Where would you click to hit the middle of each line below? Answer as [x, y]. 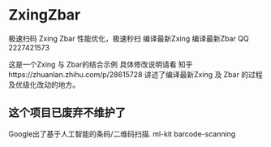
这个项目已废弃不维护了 [67, 112]
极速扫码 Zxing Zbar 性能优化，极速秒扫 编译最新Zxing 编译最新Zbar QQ [129, 38]
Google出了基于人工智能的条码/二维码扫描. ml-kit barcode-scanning [122, 134]
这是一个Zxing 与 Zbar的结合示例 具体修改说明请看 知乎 [101, 64]
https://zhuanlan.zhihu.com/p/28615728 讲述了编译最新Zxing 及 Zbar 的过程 [135, 74]
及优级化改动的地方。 [44, 84]
